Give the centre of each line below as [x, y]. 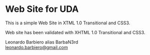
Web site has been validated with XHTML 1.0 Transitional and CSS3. [75, 32]
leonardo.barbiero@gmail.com [37, 47]
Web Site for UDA [42, 9]
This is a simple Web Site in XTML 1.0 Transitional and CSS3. [68, 23]
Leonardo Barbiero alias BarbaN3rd [42, 42]
